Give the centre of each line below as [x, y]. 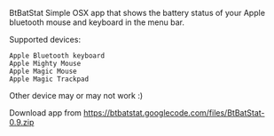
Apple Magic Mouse [43, 71]
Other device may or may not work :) [76, 96]
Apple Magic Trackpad [49, 79]
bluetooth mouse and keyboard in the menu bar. [97, 22]
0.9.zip [22, 122]
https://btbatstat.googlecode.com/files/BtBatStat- [174, 113]
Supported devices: [45, 40]
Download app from [46, 113]
